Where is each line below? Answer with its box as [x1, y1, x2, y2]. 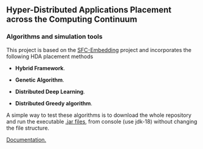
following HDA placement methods [6, 53, 94, 60]
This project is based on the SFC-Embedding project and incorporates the [6, 46, 191, 53]
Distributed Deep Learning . [15, 88, 85, 95]
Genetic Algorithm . [15, 76, 65, 84]
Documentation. [6, 136, 47, 143]
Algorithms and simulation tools [6, 33, 103, 41]
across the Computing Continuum [6, 15, 138, 25]
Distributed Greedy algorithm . [15, 99, 93, 107]
